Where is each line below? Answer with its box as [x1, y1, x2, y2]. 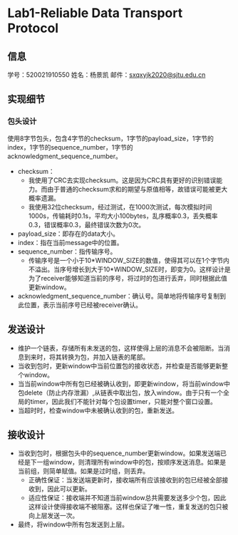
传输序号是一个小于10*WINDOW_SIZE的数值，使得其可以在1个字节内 [28, 256, 229, 264]
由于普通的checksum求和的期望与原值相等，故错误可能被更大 [47, 185, 228, 193]
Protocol [7, 20, 59, 36]
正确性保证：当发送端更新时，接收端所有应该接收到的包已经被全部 [28, 476, 222, 484]
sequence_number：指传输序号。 [17, 247, 117, 256]
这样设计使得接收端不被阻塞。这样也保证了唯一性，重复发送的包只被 [28, 502, 229, 511]
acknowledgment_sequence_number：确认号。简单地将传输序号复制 [17, 291, 220, 300]
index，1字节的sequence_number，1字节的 [7, 142, 133, 151]
